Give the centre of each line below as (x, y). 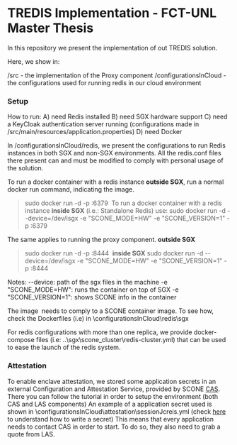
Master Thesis (51, 28)
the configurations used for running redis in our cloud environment (104, 82)
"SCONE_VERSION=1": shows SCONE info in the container (92, 297)
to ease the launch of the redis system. (64, 347)
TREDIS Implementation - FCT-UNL (112, 13)
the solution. (25, 168)
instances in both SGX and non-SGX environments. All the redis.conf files (114, 153)
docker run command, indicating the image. (71, 189)
